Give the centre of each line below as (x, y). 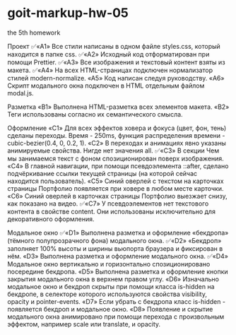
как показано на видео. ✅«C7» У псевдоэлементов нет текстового (108, 204)
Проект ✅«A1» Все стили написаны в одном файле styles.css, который (114, 46)
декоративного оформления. (51, 219)
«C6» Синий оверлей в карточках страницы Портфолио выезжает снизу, (117, 196)
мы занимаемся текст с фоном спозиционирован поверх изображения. (116, 158)
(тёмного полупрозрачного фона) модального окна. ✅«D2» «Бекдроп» (114, 240)
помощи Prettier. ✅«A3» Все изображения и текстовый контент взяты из (116, 62)
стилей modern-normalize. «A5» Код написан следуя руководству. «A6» (116, 78)
